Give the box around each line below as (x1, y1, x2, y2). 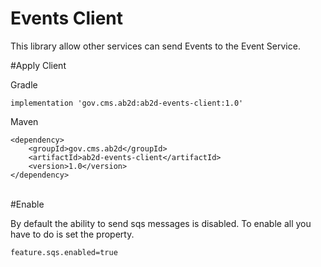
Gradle (10, 78, 38, 91)
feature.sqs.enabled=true (10, 247, 118, 257)
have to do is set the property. (10, 228, 135, 240)
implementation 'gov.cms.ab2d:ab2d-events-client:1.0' (10, 98, 244, 108)
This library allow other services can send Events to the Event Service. (10, 40, 301, 52)
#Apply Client (10, 59, 67, 71)
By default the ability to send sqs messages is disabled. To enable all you (10, 217, 312, 229)
